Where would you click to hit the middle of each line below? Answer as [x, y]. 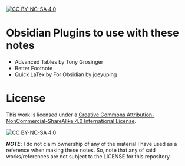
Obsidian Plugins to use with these [93, 33]
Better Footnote [34, 68]
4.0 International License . [105, 121]
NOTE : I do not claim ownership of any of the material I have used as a [92, 144]
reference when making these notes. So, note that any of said [81, 150]
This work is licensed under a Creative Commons [66, 115]
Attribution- [141, 115]
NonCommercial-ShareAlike [40, 121]
